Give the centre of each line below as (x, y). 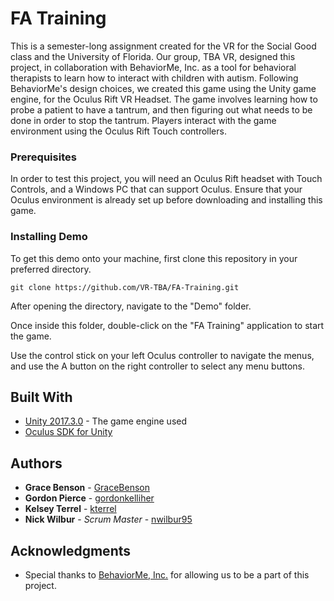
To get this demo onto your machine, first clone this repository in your (154, 258)
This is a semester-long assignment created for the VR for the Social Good (163, 46)
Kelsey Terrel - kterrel (70, 509)
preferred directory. (51, 269)
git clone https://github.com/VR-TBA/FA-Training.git (125, 287)
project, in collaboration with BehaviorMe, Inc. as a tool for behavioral (153, 67)
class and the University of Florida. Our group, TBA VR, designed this (153, 56)
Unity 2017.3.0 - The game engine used (106, 421)
